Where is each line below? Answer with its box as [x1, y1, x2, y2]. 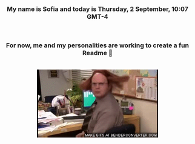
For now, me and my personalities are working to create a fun [5, 41, 190, 50]
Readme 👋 [82, 49, 113, 57]
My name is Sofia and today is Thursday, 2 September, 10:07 [7, 5, 188, 13]
